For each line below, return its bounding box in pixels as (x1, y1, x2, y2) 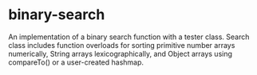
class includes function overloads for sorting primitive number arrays (8, 40, 235, 49)
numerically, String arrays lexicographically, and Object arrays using (8, 49, 233, 58)
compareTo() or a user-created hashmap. (8, 57, 144, 67)
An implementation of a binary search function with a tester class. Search (8, 32, 250, 41)
